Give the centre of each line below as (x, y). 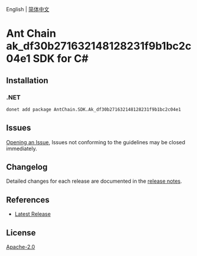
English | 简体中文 (28, 9)
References (28, 200)
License (21, 233)
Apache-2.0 (21, 247)
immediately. (22, 148)
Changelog (27, 167)
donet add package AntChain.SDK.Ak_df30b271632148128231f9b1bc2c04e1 (94, 109)
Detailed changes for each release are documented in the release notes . (94, 181)
